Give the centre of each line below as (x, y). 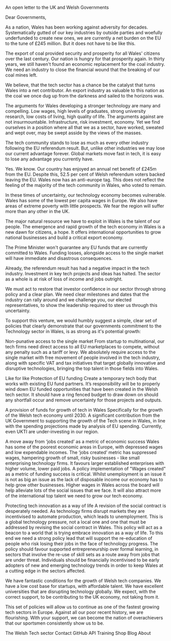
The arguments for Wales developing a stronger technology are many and (83, 106)
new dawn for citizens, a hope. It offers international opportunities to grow (83, 232)
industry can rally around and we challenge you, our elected (68, 300)
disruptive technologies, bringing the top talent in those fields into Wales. (82, 368)
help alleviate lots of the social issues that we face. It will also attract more (83, 490)
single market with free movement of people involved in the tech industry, (83, 358)
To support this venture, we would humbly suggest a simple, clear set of (81, 320)
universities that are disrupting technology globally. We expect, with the (81, 591)
